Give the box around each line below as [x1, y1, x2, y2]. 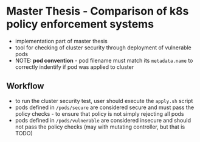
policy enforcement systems [6, 17, 154, 31]
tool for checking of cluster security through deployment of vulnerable [15, 44, 191, 51]
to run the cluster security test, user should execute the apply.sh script [15, 97, 193, 104]
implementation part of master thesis [15, 37, 108, 44]
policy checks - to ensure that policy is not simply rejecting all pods [15, 110, 184, 117]
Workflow [6, 81, 44, 91]
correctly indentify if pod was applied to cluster [15, 63, 134, 71]
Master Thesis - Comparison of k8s [6, 4, 189, 18]
